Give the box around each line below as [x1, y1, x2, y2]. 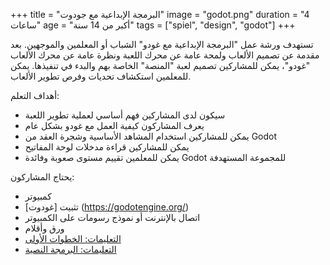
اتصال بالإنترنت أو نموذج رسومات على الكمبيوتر [24, 212, 201, 223]
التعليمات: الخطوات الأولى [24, 233, 122, 244]
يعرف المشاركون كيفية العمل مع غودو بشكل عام [24, 120, 205, 131]
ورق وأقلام [24, 222, 65, 234]
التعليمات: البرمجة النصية [24, 244, 117, 255]
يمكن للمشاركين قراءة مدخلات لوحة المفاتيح [24, 141, 190, 153]
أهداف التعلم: [10, 90, 60, 101]
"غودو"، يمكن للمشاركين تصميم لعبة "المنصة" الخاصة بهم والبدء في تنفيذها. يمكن [10, 60, 311, 71]
